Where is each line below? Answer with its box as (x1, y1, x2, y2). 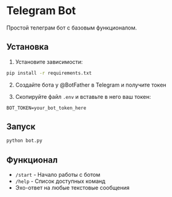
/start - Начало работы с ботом (15, 171, 100, 179)
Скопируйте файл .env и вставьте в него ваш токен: (15, 93, 151, 100)
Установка (6, 42, 49, 52)
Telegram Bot (6, 4, 76, 18)
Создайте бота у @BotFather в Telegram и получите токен (15, 81, 167, 88)
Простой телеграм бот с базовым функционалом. (6, 24, 137, 31)
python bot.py (6, 137, 43, 144)
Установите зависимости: (15, 58, 83, 65)
